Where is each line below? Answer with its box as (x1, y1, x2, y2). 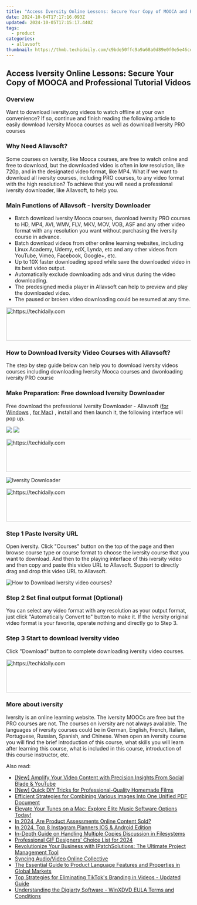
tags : (6, 25, 19, 31)
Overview (6, 95, 35, 103)
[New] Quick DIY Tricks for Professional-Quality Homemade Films (14, 786, 174, 793)
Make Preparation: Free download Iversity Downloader (6, 389, 165, 397)
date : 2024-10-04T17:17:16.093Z (6, 14, 85, 20)
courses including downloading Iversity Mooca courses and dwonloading (6, 368, 184, 375)
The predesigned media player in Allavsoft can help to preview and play (14, 283, 188, 291)
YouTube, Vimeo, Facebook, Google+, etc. (14, 252, 117, 259)
